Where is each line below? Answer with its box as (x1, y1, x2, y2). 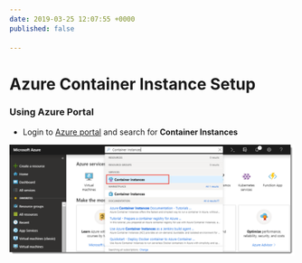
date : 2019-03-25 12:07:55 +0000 (9, 14, 136, 23)
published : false (9, 23, 75, 33)
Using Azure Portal (9, 106, 95, 118)
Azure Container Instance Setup (9, 73, 256, 94)
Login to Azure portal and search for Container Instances (22, 127, 238, 137)
